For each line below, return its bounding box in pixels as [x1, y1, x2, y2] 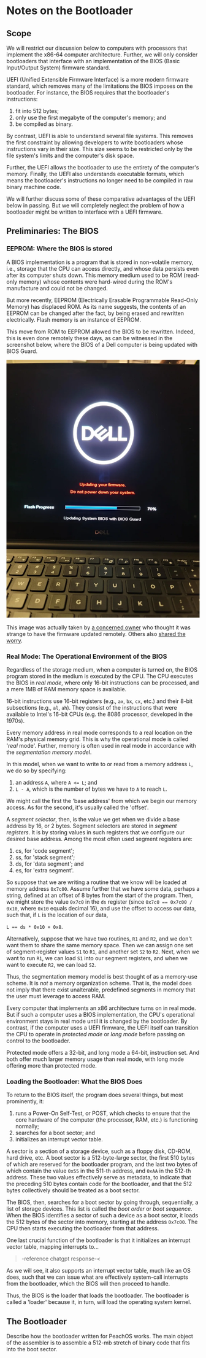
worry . [6, 637, 23, 644]
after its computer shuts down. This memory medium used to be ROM [6, 271, 183, 279]
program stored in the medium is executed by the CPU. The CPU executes [6, 672, 194, 680]
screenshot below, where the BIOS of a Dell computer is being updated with [6, 341, 198, 348]
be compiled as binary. [15, 120, 74, 128]
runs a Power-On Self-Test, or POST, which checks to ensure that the [15, 1109, 191, 1117]
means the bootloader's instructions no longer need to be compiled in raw [6, 177, 194, 184]
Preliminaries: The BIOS [6, 226, 99, 236]
